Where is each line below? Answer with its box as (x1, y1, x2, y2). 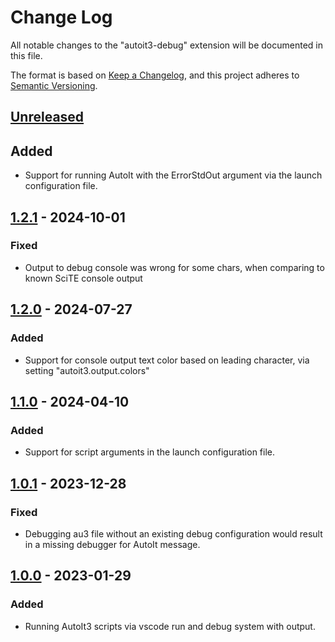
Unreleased (10, 109, 85, 126)
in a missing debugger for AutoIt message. (24, 538, 201, 550)
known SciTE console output (24, 272, 143, 284)
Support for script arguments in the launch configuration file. (24, 446, 276, 458)
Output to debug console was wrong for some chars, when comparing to (24, 261, 325, 273)
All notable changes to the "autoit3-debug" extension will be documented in (10, 39, 324, 51)
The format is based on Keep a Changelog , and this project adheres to (10, 69, 300, 81)
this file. (10, 49, 43, 61)
